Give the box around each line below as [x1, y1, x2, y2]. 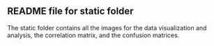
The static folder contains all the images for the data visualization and [7, 23, 207, 32]
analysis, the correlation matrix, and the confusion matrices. [7, 31, 180, 39]
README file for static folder [7, 5, 134, 17]
